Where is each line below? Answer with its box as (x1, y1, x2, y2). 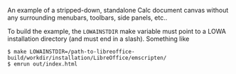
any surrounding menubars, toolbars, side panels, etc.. (7, 13, 168, 22)
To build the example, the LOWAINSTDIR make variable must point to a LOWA (7, 27, 226, 35)
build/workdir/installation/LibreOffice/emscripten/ (7, 54, 167, 61)
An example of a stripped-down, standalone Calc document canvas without (7, 6, 229, 14)
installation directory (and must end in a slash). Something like (7, 35, 190, 43)
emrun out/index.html (14, 61, 78, 68)
